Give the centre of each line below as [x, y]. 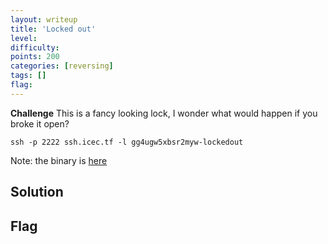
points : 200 [35, 57]
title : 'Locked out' [53, 29]
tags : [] [28, 76]
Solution [37, 192]
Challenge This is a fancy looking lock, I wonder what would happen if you [164, 113]
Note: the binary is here [59, 160]
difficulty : [35, 47]
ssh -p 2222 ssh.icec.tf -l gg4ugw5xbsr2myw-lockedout [127, 142]
